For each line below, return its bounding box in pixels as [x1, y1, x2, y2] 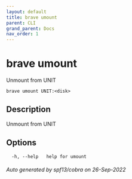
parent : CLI [6, 20, 36, 26]
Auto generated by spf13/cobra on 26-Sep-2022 [6, 166, 126, 174]
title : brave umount [6, 14, 58, 20]
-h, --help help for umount [11, 153, 87, 159]
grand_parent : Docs [6, 25, 55, 32]
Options [6, 138, 37, 148]
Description [6, 104, 51, 114]
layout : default [6, 8, 47, 15]
